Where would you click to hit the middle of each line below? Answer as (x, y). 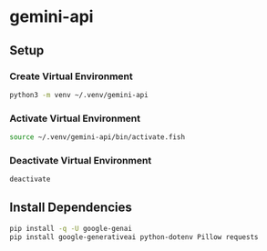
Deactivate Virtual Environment (81, 160)
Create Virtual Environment (72, 76)
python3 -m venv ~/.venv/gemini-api (79, 95)
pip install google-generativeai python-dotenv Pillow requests (134, 237)
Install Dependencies (71, 208)
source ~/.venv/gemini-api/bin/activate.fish (97, 137)
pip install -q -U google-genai (71, 228)
